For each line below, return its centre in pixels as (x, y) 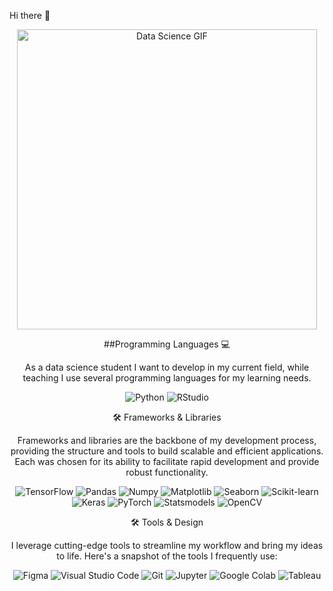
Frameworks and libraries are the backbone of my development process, (167, 440)
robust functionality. (167, 472)
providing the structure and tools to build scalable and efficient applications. (167, 451)
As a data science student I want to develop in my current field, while (167, 367)
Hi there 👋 (30, 15)
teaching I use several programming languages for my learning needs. (167, 378)
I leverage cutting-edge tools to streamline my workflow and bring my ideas (167, 545)
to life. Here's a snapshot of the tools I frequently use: (167, 556)
